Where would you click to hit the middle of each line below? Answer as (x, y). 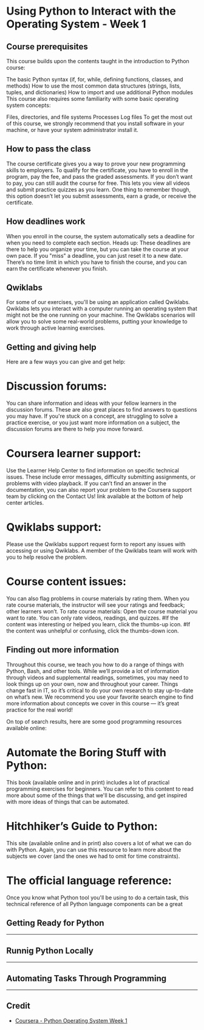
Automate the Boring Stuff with (87, 753)
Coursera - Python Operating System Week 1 (71, 1020)
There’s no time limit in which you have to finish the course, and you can (97, 262)
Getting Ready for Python (55, 923)
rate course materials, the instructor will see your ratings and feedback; (96, 605)
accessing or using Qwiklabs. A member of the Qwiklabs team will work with (102, 551)
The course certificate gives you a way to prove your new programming (96, 164)
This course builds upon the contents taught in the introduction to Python (98, 61)
